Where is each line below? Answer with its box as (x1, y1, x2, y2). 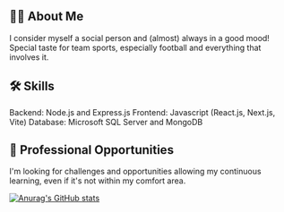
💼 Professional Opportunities (9, 142, 175, 157)
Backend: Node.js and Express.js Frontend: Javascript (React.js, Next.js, (9, 106, 276, 117)
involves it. (9, 51, 49, 63)
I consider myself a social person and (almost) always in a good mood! (9, 32, 271, 43)
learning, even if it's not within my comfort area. (9, 175, 186, 186)
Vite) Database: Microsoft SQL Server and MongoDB (9, 116, 203, 127)
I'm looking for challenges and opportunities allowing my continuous (9, 166, 262, 177)
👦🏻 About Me (9, 9, 84, 24)
